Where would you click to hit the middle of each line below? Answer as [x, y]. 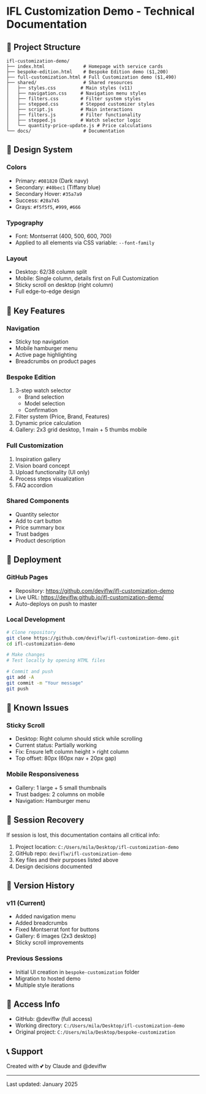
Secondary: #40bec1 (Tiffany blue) [58, 187]
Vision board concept [42, 466]
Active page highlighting [46, 354]
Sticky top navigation [42, 342]
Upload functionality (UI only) [52, 472]
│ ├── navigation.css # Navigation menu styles [77, 93]
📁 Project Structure [44, 47]
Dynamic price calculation [48, 423]
